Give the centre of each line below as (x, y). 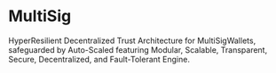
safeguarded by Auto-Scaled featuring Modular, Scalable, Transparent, (138, 49)
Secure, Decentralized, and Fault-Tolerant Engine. (99, 59)
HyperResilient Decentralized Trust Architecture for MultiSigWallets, (132, 40)
